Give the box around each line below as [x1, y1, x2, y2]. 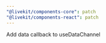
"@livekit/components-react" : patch [6, 14, 99, 20]
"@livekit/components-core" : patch [6, 8, 96, 15]
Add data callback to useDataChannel [6, 30, 101, 38]
